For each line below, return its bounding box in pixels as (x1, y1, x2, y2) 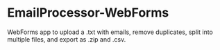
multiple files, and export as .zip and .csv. (7, 35, 126, 43)
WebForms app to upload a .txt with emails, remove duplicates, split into (7, 28, 213, 36)
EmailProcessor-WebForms (7, 5, 169, 21)
